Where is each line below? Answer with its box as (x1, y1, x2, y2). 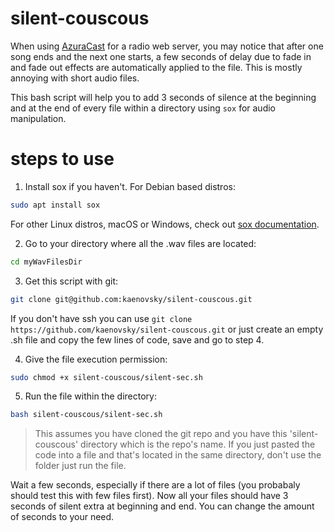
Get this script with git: (24, 275, 119, 287)
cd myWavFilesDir (10, 257, 83, 267)
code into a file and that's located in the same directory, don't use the (34, 449, 322, 461)
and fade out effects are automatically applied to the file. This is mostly (10, 61, 303, 73)
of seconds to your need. (10, 511, 115, 523)
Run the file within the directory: (24, 390, 157, 402)
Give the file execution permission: (24, 353, 168, 365)
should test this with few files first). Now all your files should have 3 (10, 490, 289, 502)
